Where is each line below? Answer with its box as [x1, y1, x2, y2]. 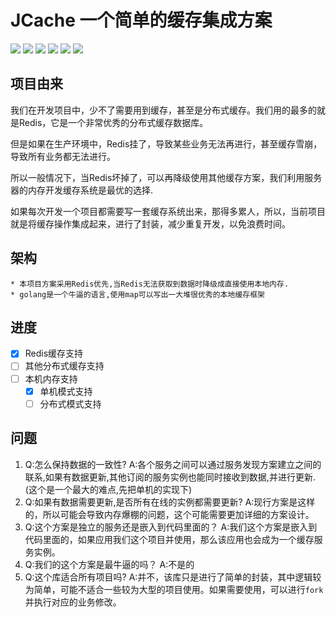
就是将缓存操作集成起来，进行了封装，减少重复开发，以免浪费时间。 [10, 217, 291, 230]
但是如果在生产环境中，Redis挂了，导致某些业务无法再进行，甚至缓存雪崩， [10, 137, 323, 150]
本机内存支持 [24, 372, 78, 385]
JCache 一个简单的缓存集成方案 [10, 9, 273, 32]
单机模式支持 [39, 385, 93, 397]
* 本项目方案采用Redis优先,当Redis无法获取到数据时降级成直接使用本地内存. [10, 279, 290, 289]
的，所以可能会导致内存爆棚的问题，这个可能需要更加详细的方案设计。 [24, 508, 315, 520]
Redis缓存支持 [24, 347, 84, 360]
